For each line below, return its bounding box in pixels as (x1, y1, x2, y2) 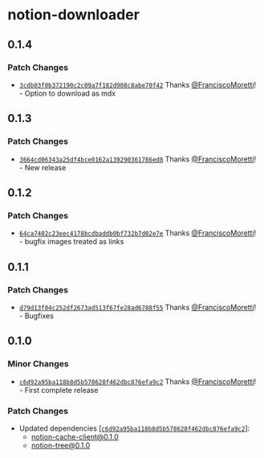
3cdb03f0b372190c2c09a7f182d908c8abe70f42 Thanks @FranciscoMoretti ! (18, 80, 257, 89)
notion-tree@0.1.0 (30, 440, 91, 450)
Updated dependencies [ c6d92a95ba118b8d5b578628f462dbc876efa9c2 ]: (18, 423, 250, 433)
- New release (18, 162, 67, 172)
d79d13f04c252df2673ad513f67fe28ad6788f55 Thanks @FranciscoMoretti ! (18, 302, 257, 312)
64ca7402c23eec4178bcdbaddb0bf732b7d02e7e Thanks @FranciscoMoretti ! (18, 228, 257, 238)
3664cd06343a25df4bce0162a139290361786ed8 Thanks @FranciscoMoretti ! (18, 154, 257, 164)
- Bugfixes (18, 311, 54, 321)
